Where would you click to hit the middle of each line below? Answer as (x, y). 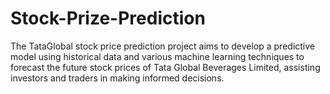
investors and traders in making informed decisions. (117, 78)
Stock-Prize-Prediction (108, 18)
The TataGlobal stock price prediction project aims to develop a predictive (163, 46)
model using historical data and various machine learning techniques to (157, 56)
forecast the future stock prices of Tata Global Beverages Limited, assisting (165, 67)
